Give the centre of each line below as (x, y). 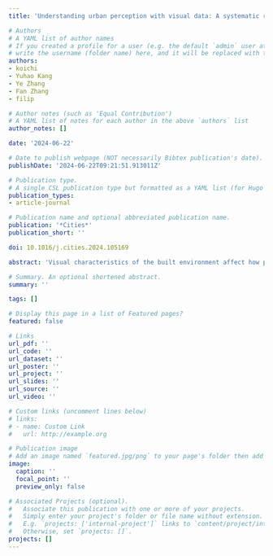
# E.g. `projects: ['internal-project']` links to (100, 524)
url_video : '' (32, 396)
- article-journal (39, 203)
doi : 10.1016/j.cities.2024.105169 (69, 247)
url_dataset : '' (36, 359)
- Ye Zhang (27, 83)
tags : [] (23, 299)
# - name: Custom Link (47, 427)
